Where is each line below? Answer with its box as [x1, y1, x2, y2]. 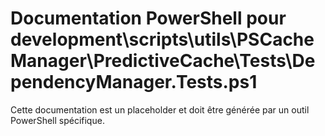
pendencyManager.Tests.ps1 [10, 71, 258, 94]
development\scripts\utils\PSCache [10, 28, 315, 51]
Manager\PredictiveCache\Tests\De [10, 50, 316, 72]
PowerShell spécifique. [10, 114, 105, 126]
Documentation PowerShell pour [10, 7, 287, 30]
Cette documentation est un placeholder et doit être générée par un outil [10, 103, 310, 116]
